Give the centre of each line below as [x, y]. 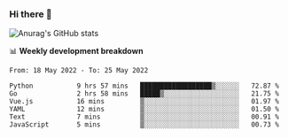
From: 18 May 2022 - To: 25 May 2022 [79, 71]
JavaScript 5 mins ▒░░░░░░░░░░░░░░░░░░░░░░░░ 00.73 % [144, 125]
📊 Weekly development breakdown [76, 51]
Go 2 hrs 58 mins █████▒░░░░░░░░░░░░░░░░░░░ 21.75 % [144, 94]
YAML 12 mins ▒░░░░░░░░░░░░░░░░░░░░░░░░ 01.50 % [144, 110]
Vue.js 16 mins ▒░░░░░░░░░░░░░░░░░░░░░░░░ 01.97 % [144, 102]
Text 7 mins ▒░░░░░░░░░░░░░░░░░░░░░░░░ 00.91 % [144, 117]
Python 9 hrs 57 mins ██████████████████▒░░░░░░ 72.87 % [144, 86]
